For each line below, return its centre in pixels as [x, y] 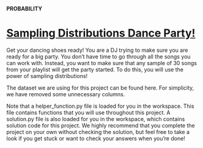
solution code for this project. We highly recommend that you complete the [101, 125]
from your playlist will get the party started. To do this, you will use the [95, 69]
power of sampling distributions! [47, 76]
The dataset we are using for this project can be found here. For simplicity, [100, 88]
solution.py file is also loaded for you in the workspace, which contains [96, 119]
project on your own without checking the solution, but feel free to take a [98, 132]
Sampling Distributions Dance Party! [101, 33]
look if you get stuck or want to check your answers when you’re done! [96, 138]
